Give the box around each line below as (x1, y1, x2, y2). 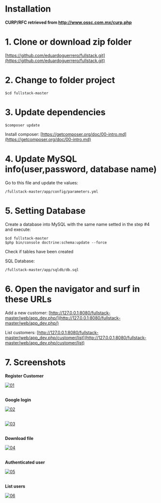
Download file (5, 435, 34, 441)
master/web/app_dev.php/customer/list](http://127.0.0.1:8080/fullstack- (5, 335, 146, 341)
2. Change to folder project (5, 75, 115, 86)
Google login (5, 397, 31, 403)
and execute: (5, 227, 31, 232)
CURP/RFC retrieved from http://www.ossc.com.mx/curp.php (5, 19, 132, 25)
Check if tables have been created (5, 248, 73, 254)
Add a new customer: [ (5, 309, 51, 316)
